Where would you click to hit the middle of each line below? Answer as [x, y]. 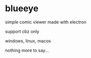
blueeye [22, 9]
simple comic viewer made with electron [46, 22]
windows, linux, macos [28, 41]
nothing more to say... [27, 50]
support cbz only [22, 31]
